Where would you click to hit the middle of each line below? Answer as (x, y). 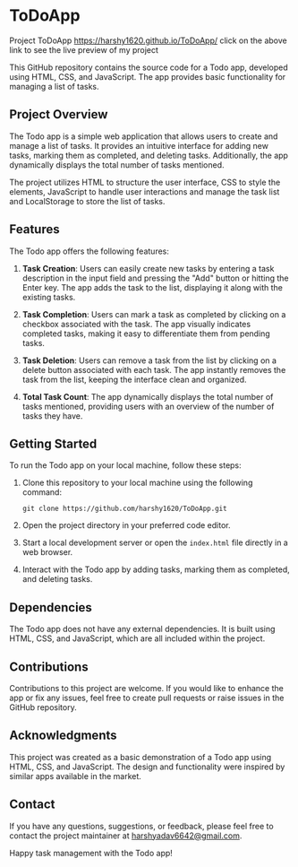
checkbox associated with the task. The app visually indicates (136, 324)
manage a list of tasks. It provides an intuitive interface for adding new (139, 145)
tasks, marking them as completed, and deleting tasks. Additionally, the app (149, 155)
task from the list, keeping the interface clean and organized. (135, 379)
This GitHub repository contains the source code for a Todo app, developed (149, 67)
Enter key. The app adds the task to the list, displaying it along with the (153, 287)
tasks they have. (52, 416)
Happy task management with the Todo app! (91, 853)
